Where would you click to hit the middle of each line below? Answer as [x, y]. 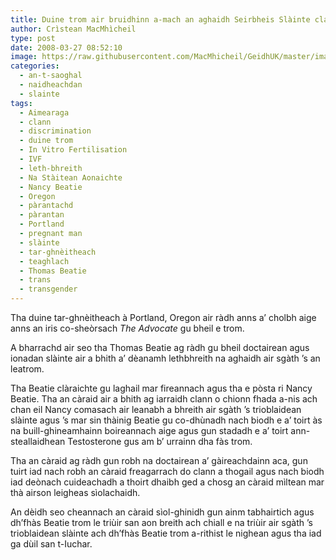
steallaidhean [38, 441]
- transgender [48, 289]
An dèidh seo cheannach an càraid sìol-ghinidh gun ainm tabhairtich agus [162, 512]
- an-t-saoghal [51, 76]
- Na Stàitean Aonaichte [71, 177]
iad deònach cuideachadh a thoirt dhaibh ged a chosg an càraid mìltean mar [167, 482]
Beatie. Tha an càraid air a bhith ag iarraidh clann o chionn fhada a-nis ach [164, 399]
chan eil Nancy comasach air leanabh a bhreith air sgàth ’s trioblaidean [156, 409]
